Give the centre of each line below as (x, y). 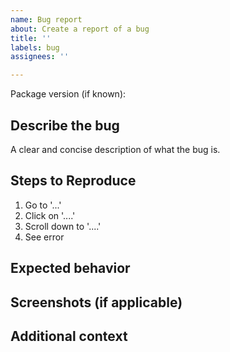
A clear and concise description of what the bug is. (115, 149)
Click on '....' (50, 215)
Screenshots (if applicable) (96, 302)
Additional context (69, 336)
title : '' (31, 38)
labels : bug (35, 47)
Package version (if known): (68, 94)
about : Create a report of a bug (80, 29)
